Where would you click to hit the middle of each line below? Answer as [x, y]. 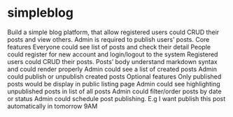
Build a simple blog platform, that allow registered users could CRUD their [113, 32]
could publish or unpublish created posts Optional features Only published [114, 76]
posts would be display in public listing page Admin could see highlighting [114, 84]
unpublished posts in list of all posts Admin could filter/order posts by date [114, 91]
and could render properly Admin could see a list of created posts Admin [112, 69]
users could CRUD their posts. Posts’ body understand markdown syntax [113, 61]
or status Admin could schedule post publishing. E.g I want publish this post [116, 98]
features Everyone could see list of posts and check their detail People [109, 47]
